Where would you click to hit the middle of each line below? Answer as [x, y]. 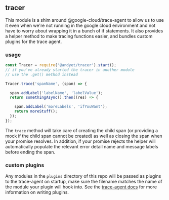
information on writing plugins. [37, 192]
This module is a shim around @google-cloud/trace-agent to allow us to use [85, 20]
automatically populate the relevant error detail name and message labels [82, 146]
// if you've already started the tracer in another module [70, 70]
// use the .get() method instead [42, 74]
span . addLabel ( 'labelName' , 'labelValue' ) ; [56, 93]
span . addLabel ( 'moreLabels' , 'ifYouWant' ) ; [61, 107]
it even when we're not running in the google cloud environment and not [80, 25]
